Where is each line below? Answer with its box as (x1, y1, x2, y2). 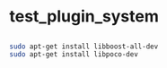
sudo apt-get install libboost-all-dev (9, 42, 159, 51)
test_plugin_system (9, 6, 160, 27)
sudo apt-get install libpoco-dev (9, 50, 139, 59)
